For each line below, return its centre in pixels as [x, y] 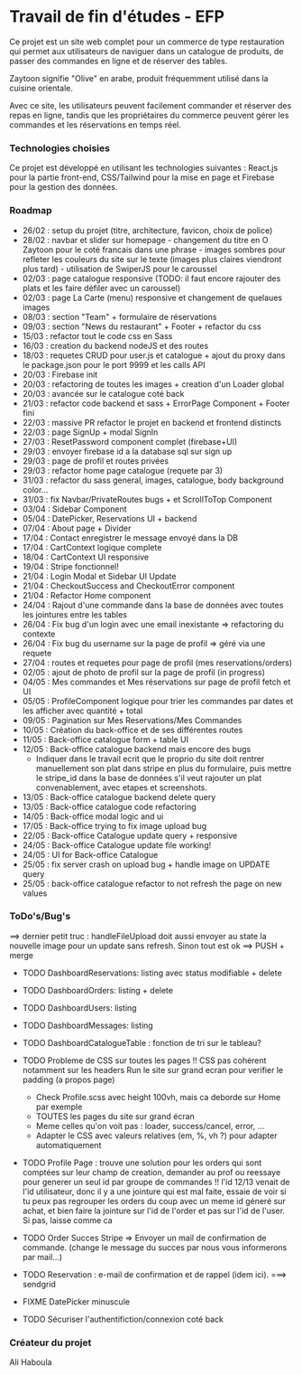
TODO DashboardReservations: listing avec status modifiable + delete [152, 973]
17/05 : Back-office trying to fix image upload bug [114, 825]
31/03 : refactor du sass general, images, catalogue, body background [153, 480]
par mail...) [42, 1257]
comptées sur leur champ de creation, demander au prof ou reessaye [151, 1172]
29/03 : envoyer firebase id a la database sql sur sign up [127, 451]
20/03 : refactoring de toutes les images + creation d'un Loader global [153, 384]
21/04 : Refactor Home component [87, 595]
